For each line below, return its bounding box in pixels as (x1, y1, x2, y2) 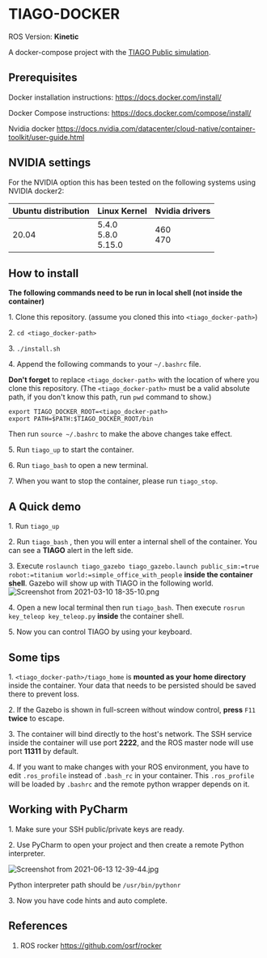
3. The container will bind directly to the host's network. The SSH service (8, 730, 252, 739)
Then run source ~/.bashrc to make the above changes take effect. (8, 429, 233, 439)
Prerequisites (8, 70, 78, 85)
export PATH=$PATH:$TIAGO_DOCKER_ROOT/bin (8, 415, 154, 424)
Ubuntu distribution (12, 205, 91, 216)
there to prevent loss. (8, 689, 79, 699)
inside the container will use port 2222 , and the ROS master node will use (8, 738, 254, 747)
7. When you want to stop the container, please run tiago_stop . (8, 476, 218, 486)
